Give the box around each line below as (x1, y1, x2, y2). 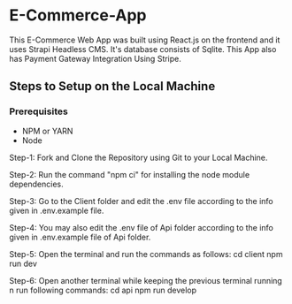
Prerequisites (9, 105, 68, 118)
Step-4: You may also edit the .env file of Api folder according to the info (9, 222, 274, 232)
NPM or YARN (21, 125, 73, 136)
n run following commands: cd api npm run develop (9, 285, 197, 295)
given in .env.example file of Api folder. (9, 232, 151, 242)
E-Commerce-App (9, 5, 148, 26)
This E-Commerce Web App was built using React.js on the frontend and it (9, 34, 280, 45)
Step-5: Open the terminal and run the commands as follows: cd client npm (9, 248, 283, 259)
